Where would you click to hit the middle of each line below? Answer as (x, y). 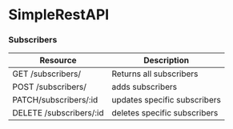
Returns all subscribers (155, 74)
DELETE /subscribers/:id (58, 113)
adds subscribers (145, 87)
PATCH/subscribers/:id (55, 100)
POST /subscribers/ (49, 87)
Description (167, 60)
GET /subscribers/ (47, 74)
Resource (58, 60)
